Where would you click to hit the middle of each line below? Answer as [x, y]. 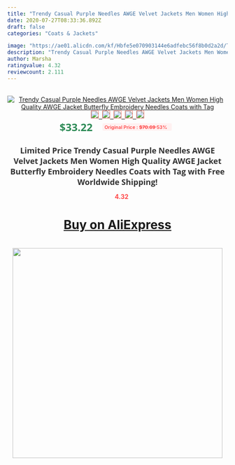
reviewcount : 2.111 [36, 72]
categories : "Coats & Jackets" [53, 33]
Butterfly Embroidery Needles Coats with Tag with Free [117, 171]
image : [17, 46]
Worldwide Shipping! [117, 182]
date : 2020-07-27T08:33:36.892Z [54, 20]
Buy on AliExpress [117, 225]
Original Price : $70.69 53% [136, 127]
